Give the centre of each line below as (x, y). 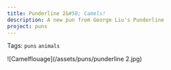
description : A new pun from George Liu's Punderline (86, 20)
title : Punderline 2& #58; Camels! (57, 13)
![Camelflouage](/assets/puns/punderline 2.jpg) (75, 59)
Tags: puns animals (34, 46)
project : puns (27, 26)
